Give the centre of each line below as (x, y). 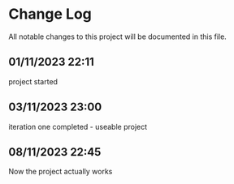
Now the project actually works (61, 172)
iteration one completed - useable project (78, 126)
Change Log (50, 14)
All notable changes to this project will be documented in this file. (118, 36)
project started (33, 81)
